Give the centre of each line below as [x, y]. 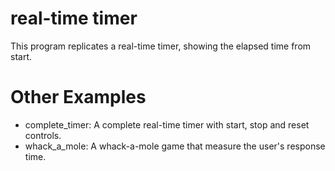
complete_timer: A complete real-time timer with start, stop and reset [167, 124]
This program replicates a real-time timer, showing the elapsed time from [161, 46]
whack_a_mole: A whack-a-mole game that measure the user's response [175, 146]
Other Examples [78, 97]
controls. [43, 135]
